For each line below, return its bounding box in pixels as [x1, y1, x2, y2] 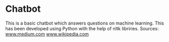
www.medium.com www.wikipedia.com [5, 31, 89, 37]
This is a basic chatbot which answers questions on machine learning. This [5, 20, 164, 26]
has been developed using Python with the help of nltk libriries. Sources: [5, 25, 159, 31]
